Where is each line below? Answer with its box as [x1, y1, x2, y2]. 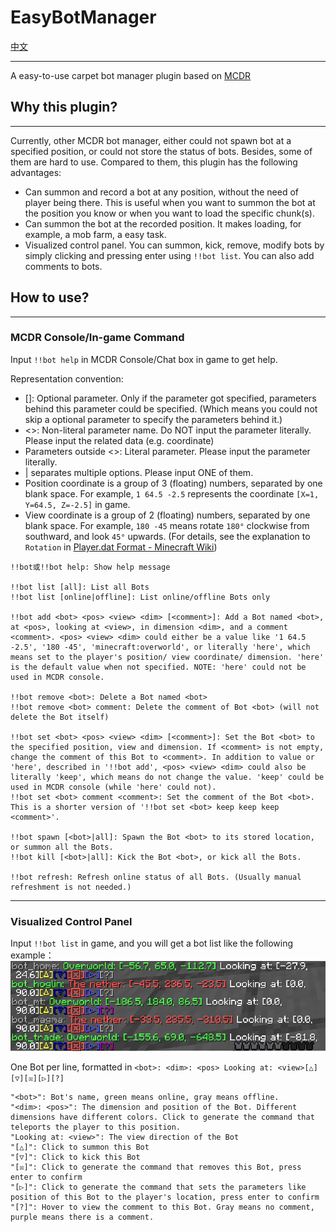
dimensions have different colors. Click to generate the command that [10, 1112, 315, 1122]
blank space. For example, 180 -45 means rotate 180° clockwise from [24, 519, 310, 531]
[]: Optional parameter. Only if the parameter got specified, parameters [24, 392, 317, 404]
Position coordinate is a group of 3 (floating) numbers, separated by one [24, 477, 323, 489]
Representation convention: [10, 372, 124, 385]
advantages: [10, 166, 62, 178]
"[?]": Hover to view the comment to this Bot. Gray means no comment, [10, 1202, 315, 1212]
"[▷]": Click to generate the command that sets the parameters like [10, 1182, 307, 1192]
